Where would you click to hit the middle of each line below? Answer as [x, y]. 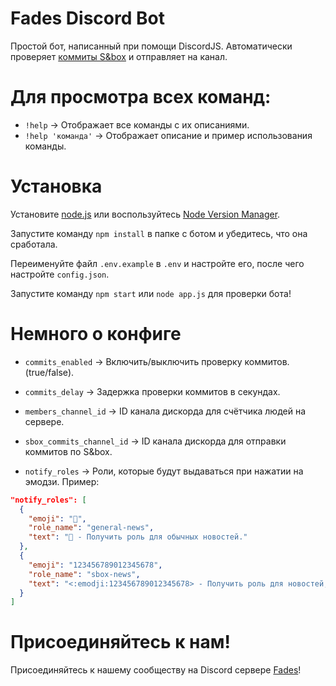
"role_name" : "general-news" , [91, 528]
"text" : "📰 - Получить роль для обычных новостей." [138, 537]
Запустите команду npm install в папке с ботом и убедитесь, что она [159, 233]
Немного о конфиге [96, 334]
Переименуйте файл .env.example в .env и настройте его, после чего [157, 263]
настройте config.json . [60, 274]
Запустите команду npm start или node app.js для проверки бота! [151, 293]
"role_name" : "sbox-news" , [84, 574]
